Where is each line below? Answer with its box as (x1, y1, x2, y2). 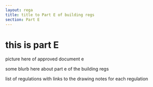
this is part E (5, 39, 59, 51)
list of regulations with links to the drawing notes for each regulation (5, 76, 148, 82)
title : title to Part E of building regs (5, 12, 95, 17)
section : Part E (5, 17, 40, 22)
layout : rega (5, 7, 33, 13)
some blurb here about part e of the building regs (5, 66, 109, 72)
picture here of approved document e (5, 56, 84, 62)
